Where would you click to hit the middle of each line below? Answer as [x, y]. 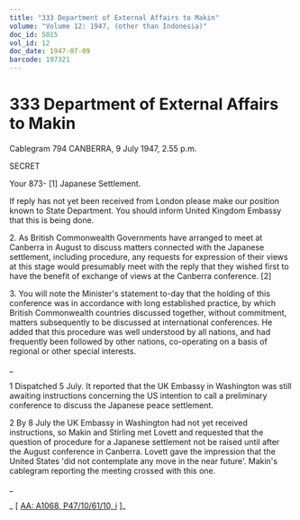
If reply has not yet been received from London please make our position [145, 200]
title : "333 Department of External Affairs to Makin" [114, 18]
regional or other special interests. [73, 351]
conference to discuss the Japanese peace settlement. [111, 405]
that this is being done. [52, 220]
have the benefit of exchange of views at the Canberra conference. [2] [141, 275]
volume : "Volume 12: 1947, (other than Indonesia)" [108, 26]
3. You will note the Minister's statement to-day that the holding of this [140, 293]
